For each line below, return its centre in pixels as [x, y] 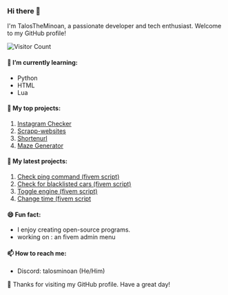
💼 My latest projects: [37, 161]
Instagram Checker [44, 123]
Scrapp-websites [42, 131]
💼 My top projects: [34, 108]
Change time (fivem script [54, 199]
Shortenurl [32, 138]
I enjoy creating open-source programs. [74, 230]
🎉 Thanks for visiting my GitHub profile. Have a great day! [89, 285]
